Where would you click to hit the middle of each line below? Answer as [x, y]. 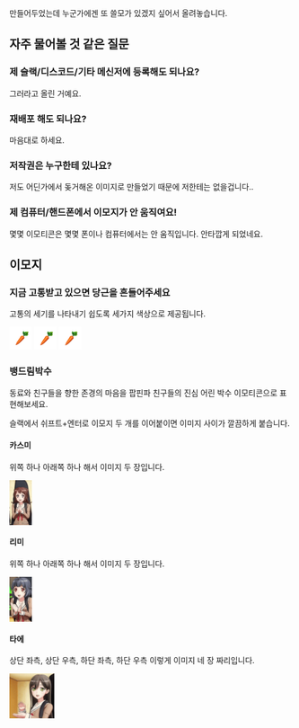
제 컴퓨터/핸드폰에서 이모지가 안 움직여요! [93, 212]
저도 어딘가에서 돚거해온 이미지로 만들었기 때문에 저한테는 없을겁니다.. [132, 187]
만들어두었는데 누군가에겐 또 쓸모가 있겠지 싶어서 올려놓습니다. [119, 13]
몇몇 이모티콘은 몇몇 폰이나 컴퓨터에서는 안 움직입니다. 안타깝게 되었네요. [136, 234]
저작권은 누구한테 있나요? [61, 165]
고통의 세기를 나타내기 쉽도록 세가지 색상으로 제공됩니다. [108, 314]
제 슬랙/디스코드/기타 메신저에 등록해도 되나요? [105, 72]
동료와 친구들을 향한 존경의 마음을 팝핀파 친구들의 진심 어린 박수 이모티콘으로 [144, 393]
